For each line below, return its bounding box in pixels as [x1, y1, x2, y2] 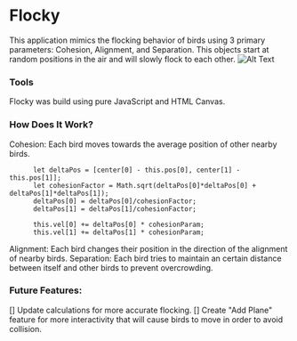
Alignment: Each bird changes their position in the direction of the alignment [9, 243, 288, 254]
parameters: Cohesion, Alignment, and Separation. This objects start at [9, 44, 269, 54]
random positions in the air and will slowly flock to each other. [9, 53, 236, 64]
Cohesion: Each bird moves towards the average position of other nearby [9, 139, 277, 150]
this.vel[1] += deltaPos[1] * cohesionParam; [32, 228, 205, 237]
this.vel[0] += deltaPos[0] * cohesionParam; [32, 220, 205, 229]
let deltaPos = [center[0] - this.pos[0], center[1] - [32, 166, 241, 175]
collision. [9, 323, 43, 334]
